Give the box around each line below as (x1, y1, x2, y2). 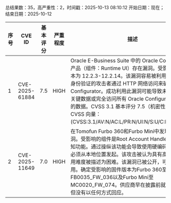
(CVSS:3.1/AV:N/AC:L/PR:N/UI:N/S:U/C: (70, 118, 165, 125)
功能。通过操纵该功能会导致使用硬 (75, 143, 157, 150)
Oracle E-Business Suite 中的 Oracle (70, 57, 158, 64)
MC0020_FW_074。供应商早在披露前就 (70, 182, 166, 188)
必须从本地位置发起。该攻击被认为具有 (70, 151, 162, 158)
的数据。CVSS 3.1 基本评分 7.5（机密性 (70, 103, 166, 110)
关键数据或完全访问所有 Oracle (70, 95, 144, 102)
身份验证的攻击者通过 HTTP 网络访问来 (70, 80, 164, 87)
